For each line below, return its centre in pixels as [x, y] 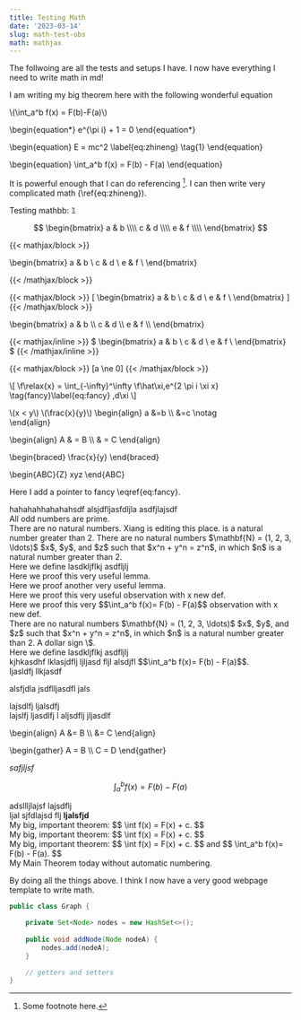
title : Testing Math [48, 17]
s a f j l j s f [22, 767]
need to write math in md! [57, 78]
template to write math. [52, 890]
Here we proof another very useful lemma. [87, 585]
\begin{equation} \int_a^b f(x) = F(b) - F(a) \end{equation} [116, 165]
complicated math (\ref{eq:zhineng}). [78, 193]
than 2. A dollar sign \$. [52, 642]
